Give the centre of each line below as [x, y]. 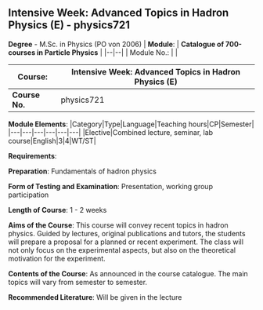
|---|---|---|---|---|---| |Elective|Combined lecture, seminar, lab [111, 132]
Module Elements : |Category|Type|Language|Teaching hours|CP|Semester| [131, 124]
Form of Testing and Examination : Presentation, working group [111, 186]
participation [29, 195]
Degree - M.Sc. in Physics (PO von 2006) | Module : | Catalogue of [116, 44]
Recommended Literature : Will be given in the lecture [95, 297]
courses [22, 52]
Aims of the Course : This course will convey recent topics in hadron [118, 225]
